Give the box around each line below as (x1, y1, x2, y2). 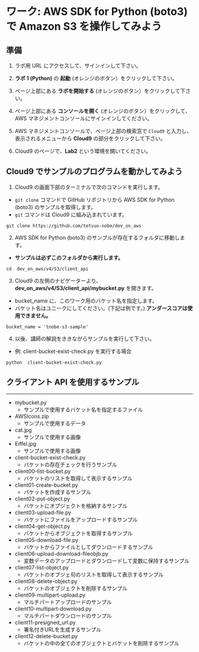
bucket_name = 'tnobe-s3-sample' (6, 324, 89, 330)
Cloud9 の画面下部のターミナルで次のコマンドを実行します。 (14, 183, 163, 190)
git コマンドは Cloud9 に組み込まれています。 (14, 211, 127, 218)
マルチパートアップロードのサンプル (23, 598, 113, 606)
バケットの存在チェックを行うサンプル (23, 461, 117, 468)
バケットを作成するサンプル (23, 488, 92, 496)
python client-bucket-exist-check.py (6, 360, 102, 366)
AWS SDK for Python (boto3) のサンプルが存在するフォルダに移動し (14, 234, 180, 241)
